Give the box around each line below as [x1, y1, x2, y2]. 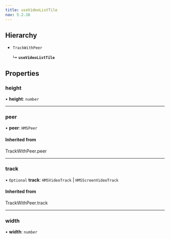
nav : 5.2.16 [5, 12, 30, 17]
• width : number [5, 229, 38, 235]
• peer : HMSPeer [5, 125, 38, 131]
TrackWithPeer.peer [5, 148, 47, 154]
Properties [5, 69, 39, 78]
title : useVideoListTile [5, 7, 58, 13]
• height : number [5, 96, 39, 102]
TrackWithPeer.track [5, 200, 48, 206]
